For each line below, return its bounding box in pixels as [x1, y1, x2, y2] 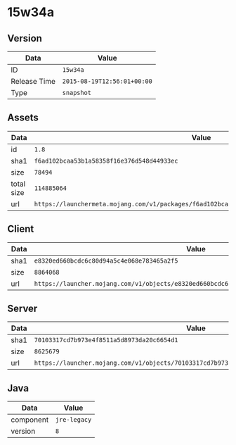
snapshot [62, 89, 91, 96]
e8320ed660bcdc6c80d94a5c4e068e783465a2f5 [34, 256, 178, 265]
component [11, 415, 49, 425]
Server [7, 303, 38, 315]
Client [7, 223, 34, 235]
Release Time [11, 77, 56, 86]
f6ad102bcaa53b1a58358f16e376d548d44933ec [34, 156, 178, 165]
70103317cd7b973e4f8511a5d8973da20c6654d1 [34, 336, 178, 344]
